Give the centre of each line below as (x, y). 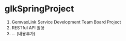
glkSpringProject (39, 9)
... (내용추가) (24, 33)
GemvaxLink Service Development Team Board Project (66, 22)
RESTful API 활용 (28, 28)
